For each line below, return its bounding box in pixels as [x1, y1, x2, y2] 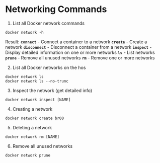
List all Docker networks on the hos [12, 64, 86, 70]
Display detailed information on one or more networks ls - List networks [5, 49, 155, 55]
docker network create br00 [5, 116, 64, 121]
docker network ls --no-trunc [5, 78, 69, 84]
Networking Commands [5, 4, 107, 15]
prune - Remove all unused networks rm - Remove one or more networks [5, 54, 155, 61]
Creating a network [12, 106, 53, 112]
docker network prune [5, 152, 51, 158]
